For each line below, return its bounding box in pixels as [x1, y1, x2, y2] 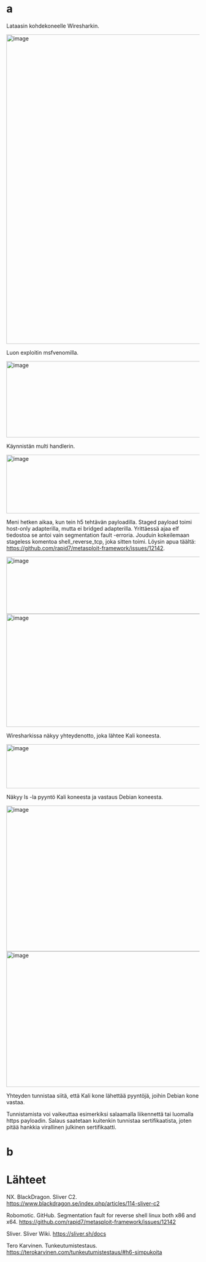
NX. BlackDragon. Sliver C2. [6, 1193, 78, 1201]
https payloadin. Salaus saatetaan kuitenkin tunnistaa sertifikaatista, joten [6, 1117, 192, 1124]
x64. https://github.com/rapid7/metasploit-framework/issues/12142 [6, 1218, 177, 1226]
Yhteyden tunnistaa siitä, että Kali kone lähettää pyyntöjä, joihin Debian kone [6, 1091, 199, 1099]
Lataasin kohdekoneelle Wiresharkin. [6, 22, 99, 29]
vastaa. [6, 1098, 25, 1106]
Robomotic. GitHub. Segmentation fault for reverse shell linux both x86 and [6, 1212, 196, 1219]
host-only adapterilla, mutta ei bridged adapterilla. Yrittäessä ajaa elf [6, 525, 179, 532]
